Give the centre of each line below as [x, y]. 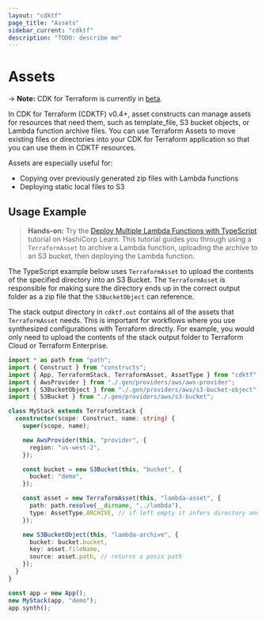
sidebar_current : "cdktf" [51, 30]
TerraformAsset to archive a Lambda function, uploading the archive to [142, 247]
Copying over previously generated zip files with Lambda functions [129, 178]
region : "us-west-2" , [65, 447]
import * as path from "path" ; [60, 360]
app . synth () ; [30, 608]
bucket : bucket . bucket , [68, 542]
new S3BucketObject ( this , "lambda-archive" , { [101, 534]
